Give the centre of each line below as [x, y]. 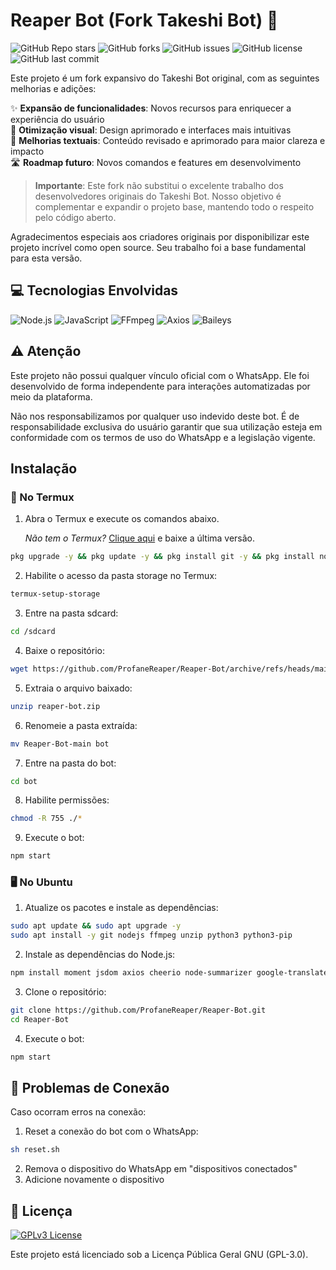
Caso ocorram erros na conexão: [78, 1112]
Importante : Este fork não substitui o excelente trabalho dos [159, 185]
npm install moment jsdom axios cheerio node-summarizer [131, 973]
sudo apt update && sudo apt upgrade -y [96, 926]
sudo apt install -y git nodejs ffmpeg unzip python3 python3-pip [151, 935]
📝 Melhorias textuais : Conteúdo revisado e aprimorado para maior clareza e [168, 140]
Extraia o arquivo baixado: [78, 688]
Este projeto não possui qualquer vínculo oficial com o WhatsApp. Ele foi [160, 375]
